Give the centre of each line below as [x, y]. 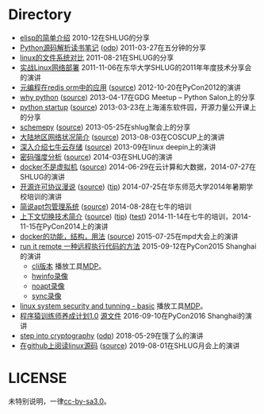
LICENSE [38, 378]
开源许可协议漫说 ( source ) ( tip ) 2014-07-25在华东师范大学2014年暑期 [133, 186]
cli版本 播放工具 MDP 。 [69, 266]
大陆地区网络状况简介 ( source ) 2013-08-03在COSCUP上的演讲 [122, 137]
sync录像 [46, 296]
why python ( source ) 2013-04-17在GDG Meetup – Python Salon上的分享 [137, 97]
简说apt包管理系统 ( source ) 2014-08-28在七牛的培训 [105, 206]
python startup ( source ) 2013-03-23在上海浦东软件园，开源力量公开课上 [138, 107]
